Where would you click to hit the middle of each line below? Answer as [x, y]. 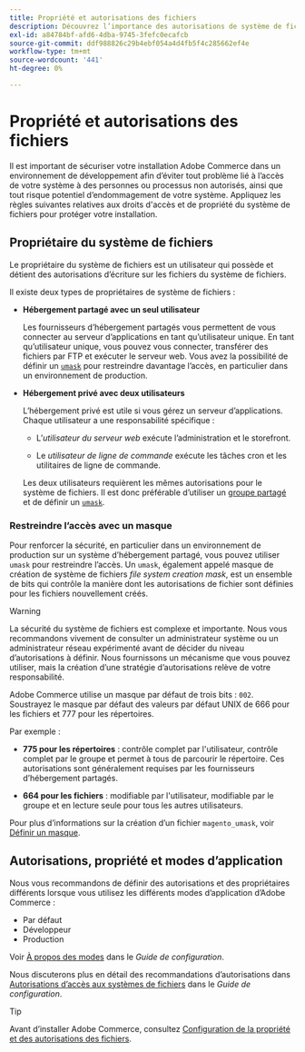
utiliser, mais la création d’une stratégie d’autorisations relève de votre [140, 667]
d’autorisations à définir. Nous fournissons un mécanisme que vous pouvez [150, 657]
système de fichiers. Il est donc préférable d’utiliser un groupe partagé [154, 492]
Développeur [47, 929]
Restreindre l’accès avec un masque [91, 525]
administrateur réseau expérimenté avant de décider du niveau [127, 648]
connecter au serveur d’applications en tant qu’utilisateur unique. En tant [158, 336]
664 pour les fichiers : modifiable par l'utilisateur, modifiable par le [148, 795]
